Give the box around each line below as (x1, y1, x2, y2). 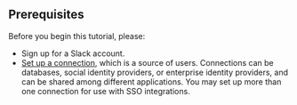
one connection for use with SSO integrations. (20, 85, 190, 96)
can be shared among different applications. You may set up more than (20, 76, 282, 87)
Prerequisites (8, 7, 84, 22)
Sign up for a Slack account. (20, 48, 125, 59)
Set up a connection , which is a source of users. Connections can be (20, 57, 275, 68)
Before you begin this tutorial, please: (8, 30, 146, 41)
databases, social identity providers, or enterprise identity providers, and (20, 67, 289, 77)
